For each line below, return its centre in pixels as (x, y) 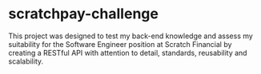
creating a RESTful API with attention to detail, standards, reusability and (128, 53)
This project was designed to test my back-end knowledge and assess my (131, 36)
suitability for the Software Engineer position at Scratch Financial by (120, 44)
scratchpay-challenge (83, 14)
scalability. (26, 61)
